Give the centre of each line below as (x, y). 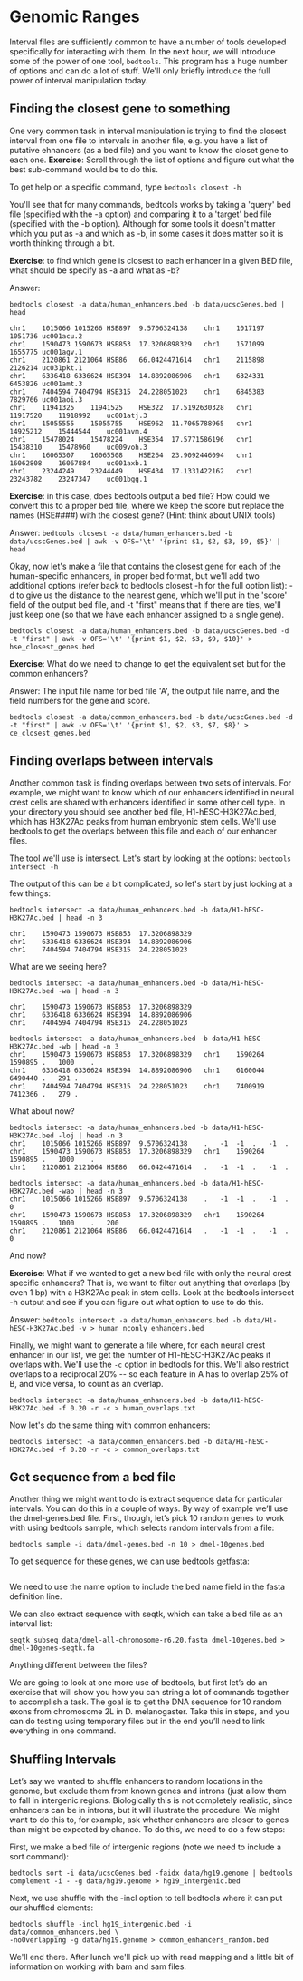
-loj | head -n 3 (90, 1136)
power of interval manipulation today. (79, 80)
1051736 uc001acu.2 (46, 336)
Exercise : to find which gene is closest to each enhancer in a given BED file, (151, 260)
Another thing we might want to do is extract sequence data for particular (146, 1499)
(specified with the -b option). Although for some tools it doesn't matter (142, 223)
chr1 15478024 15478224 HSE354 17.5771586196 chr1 (131, 439)
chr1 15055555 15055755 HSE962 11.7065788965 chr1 (131, 424)
